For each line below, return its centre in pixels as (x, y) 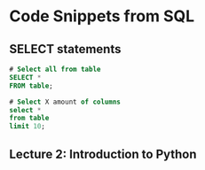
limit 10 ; (28, 127)
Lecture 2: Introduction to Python (103, 154)
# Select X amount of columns (65, 102)
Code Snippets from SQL (102, 16)
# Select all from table (55, 69)
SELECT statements (65, 49)
